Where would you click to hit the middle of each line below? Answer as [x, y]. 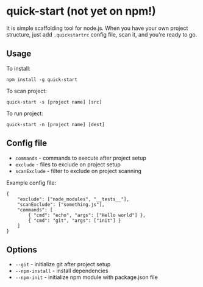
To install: [18, 68]
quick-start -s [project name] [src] [54, 102]
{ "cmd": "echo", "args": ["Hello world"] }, [87, 215]
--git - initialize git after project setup [63, 264]
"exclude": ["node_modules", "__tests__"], [73, 199]
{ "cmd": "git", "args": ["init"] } [75, 221]
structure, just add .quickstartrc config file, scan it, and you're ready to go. [102, 34]
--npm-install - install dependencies [62, 271]
